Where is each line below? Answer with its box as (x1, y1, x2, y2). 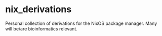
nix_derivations (5, 4, 72, 15)
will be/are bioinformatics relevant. (5, 25, 77, 31)
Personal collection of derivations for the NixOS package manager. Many (5, 20, 157, 26)
